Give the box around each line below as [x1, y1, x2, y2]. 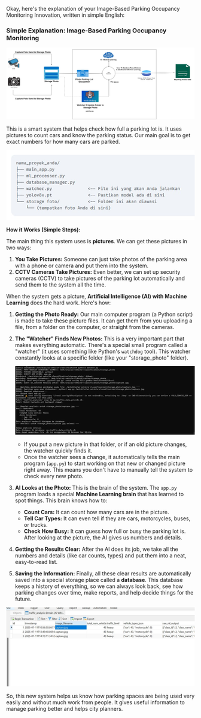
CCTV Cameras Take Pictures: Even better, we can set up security [14, 268, 181, 275]
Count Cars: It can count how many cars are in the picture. [23, 509, 169, 516]
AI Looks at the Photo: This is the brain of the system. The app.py [14, 484, 177, 491]
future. [14, 596, 32, 603]
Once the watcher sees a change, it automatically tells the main [23, 454, 181, 461]
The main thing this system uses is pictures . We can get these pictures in [6, 237, 187, 245]
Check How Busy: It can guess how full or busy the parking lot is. [23, 527, 186, 535]
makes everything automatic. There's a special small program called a [14, 341, 188, 348]
